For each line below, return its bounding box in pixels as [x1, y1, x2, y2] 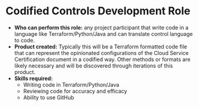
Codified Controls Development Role [5, 4, 191, 18]
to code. [14, 36, 35, 44]
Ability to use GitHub [23, 94, 74, 101]
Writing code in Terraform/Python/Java [23, 81, 120, 88]
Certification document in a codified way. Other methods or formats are [14, 56, 191, 63]
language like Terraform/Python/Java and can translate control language [14, 30, 193, 37]
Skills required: [14, 75, 53, 82]
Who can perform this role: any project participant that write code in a [14, 24, 189, 31]
